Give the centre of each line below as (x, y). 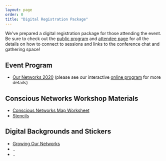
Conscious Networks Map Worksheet (51, 110)
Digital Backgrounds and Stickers (58, 132)
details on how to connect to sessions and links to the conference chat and (82, 44)
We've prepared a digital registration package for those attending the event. (83, 34)
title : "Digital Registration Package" (47, 19)
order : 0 (14, 15)
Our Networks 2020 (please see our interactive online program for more (86, 77)
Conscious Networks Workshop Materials (72, 98)
